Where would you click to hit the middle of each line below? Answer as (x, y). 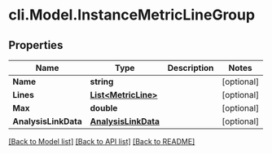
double (104, 108)
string (102, 81)
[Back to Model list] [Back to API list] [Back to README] (102, 141)
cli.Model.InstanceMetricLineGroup (132, 15)
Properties (36, 45)
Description (191, 68)
